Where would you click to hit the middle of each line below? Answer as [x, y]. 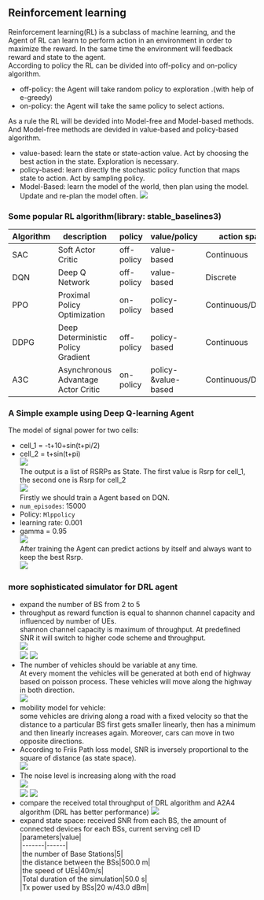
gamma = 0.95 [43, 531]
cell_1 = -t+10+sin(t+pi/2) [60, 446]
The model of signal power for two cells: [73, 430]
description [85, 237]
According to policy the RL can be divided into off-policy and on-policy [123, 65]
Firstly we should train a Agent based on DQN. [95, 498]
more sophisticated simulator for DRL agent [93, 587]
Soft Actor [77, 250]
